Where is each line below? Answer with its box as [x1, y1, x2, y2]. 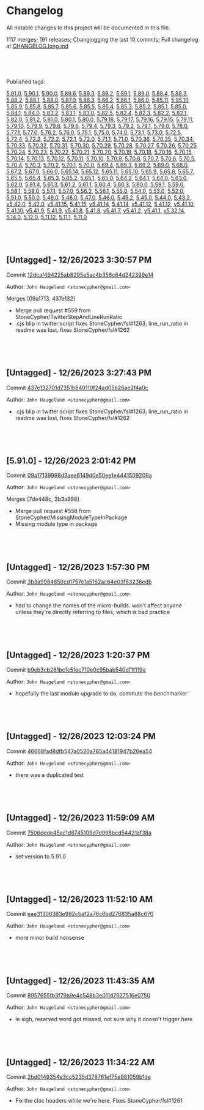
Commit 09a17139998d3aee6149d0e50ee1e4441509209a [6, 472, 152, 479]
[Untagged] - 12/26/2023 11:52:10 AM [6, 894, 153, 905]
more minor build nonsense [15, 934, 84, 942]
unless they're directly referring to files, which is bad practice [15, 609, 170, 616]
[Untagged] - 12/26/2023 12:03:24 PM [6, 731, 156, 741]
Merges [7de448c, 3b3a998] [6, 495, 79, 503]
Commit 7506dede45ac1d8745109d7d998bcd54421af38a [6, 829, 151, 836]
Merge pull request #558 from [15, 508, 91, 515]
